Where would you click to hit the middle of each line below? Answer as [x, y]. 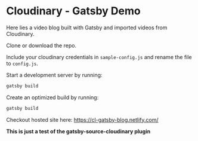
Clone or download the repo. [41, 45]
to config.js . [22, 63]
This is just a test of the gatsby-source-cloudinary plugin [78, 131]
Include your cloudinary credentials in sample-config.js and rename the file [99, 57]
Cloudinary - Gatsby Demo [74, 11]
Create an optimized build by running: [52, 97]
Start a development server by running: [54, 75]
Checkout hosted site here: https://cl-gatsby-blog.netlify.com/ [82, 119]
